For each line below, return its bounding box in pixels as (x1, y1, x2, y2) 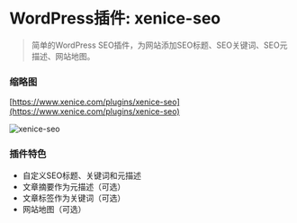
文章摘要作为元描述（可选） (22, 181, 126, 192)
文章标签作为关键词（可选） (22, 192, 126, 203)
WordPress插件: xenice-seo (9, 8, 221, 29)
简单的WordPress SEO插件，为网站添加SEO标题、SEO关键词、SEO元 (31, 40, 288, 50)
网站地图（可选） (22, 203, 86, 214)
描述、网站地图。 (31, 50, 95, 61)
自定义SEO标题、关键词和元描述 (22, 170, 141, 181)
